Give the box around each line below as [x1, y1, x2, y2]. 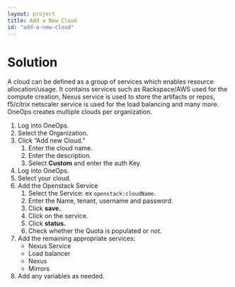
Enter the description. [28, 152, 92, 160]
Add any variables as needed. [17, 272, 105, 281]
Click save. [28, 204, 62, 213]
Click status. [28, 219, 66, 227]
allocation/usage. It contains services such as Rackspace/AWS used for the [7, 85, 228, 94]
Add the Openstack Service [17, 181, 98, 190]
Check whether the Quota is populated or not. [28, 227, 162, 235]
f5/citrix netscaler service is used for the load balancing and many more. [7, 100, 219, 108]
